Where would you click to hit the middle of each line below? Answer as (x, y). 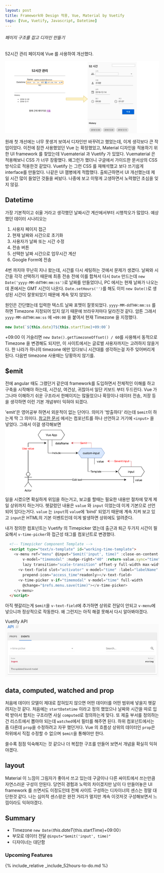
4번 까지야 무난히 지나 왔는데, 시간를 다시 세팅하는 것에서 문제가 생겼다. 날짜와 (79, 270)
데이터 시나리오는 (31, 218)
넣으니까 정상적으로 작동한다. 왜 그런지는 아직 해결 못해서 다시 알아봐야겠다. (77, 612)
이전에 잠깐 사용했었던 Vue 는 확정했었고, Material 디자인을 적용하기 (88, 147)
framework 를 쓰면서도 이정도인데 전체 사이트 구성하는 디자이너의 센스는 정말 (79, 790)
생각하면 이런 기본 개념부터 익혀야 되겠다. (49, 402)
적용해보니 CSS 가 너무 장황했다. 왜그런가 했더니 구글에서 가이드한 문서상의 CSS (81, 160)
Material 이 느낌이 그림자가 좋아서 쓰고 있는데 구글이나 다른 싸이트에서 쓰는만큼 (80, 778)
